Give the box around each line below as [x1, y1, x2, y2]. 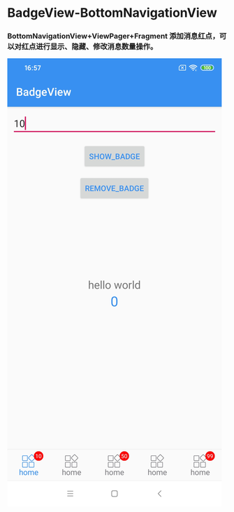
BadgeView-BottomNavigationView [7, 5, 218, 21]
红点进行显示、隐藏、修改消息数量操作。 [21, 42, 158, 52]
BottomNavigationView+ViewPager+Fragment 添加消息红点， [7, 32, 220, 41]
